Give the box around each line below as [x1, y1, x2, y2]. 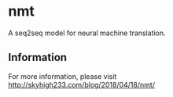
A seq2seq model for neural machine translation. [8, 28, 167, 38]
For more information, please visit [8, 71, 117, 81]
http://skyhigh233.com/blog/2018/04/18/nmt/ [8, 80, 156, 89]
